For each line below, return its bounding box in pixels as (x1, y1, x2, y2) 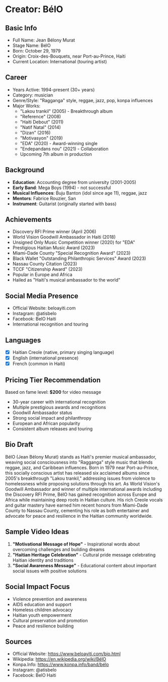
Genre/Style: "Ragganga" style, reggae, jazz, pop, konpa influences (12, 97, 153, 103)
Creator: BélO (5, 4, 63, 15)
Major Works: (12, 103, 41, 109)
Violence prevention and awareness (12, 596, 87, 602)
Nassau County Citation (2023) (12, 261, 77, 267)
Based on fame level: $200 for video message (5, 389, 102, 395)
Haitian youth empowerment (12, 612, 71, 618)
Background (5, 166, 44, 174)
